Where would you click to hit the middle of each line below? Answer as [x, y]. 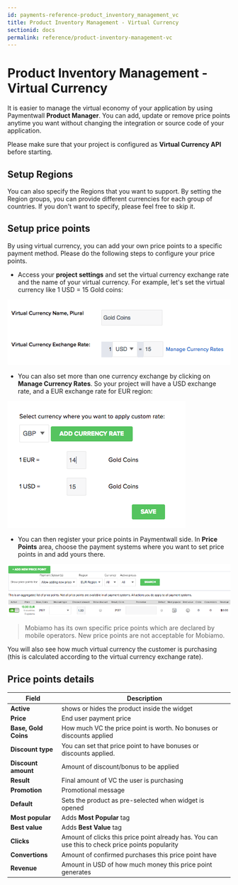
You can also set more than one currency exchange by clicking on [114, 376]
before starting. [30, 152]
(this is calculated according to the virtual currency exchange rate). [105, 657]
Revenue [24, 868]
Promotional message [93, 790]
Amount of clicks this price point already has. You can [140, 837]
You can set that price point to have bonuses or [130, 745]
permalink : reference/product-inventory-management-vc [90, 38]
